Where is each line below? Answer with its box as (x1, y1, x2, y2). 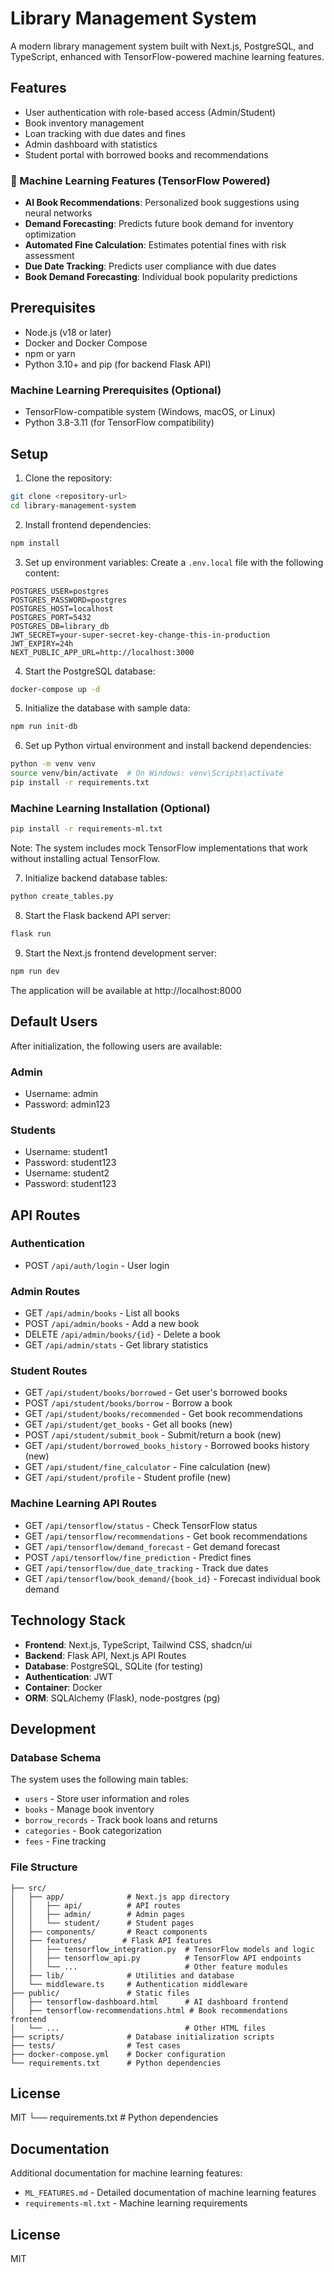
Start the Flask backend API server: (24, 910, 172, 922)
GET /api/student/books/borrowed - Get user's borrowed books (24, 1387, 288, 1399)
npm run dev (10, 966, 60, 976)
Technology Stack (10, 1612, 126, 1629)
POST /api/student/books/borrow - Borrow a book (24, 1397, 233, 1409)
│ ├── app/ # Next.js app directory (10, 1892, 230, 1902)
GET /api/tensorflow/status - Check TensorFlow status (24, 1519, 258, 1531)
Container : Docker (24, 1681, 103, 1693)
